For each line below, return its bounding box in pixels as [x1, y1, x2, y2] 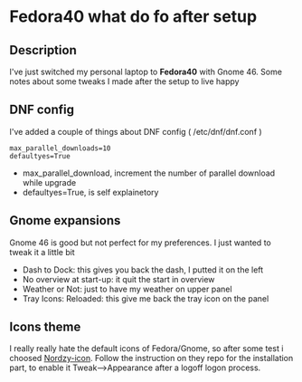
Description [9, 43, 77, 58]
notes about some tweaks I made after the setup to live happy [9, 76, 240, 87]
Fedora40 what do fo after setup [9, 6, 258, 27]
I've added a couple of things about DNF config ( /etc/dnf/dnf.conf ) [9, 126, 262, 137]
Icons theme [9, 320, 81, 335]
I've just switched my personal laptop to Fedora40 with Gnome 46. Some [9, 66, 283, 77]
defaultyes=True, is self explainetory [22, 186, 159, 197]
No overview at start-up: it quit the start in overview [22, 273, 215, 284]
